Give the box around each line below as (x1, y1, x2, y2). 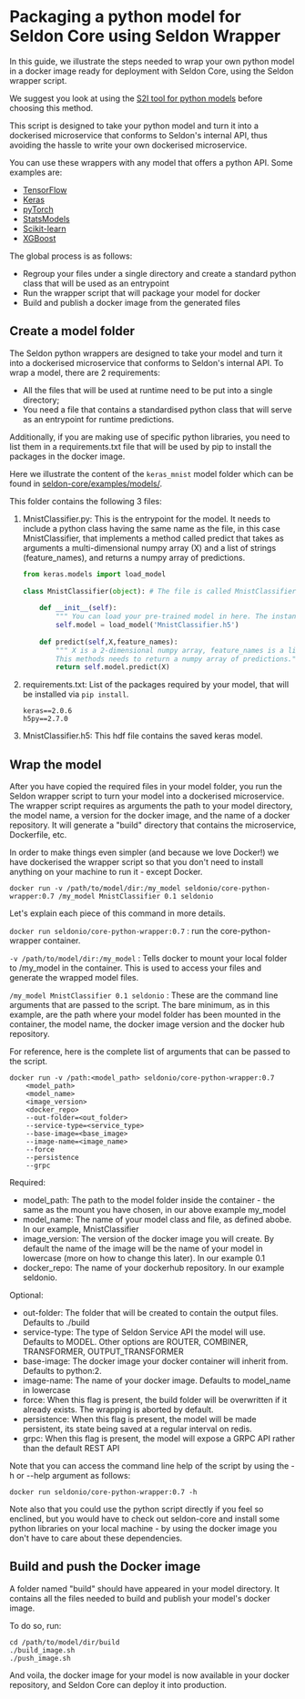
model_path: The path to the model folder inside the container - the (22, 1195, 276, 1206)
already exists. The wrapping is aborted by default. (22, 1404, 214, 1415)
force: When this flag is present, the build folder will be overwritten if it (22, 1395, 288, 1406)
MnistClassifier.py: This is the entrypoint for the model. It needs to (22, 513, 271, 524)
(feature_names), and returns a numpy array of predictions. (22, 552, 246, 563)
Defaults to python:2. (22, 1366, 102, 1377)
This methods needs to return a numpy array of (56, 654, 239, 664)
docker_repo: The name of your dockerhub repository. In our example (22, 1263, 285, 1274)
